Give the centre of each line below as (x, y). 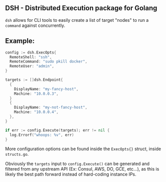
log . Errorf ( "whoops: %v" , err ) (42, 135)
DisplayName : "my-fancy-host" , (46, 89)
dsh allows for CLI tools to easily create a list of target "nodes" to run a (77, 20)
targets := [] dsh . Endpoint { (34, 80)
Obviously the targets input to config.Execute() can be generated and (77, 164)
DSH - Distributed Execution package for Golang (81, 8)
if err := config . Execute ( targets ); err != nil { (57, 130)
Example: (20, 41)
